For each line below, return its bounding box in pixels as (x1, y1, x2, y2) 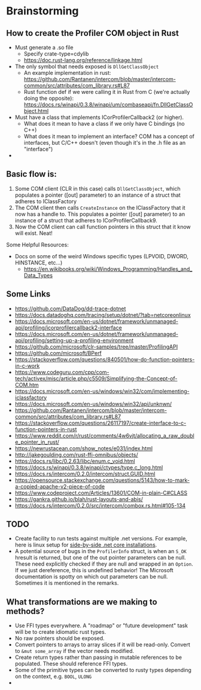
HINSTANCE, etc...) (14, 259, 63, 266)
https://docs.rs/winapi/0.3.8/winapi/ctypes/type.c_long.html (14, 463, 163, 471)
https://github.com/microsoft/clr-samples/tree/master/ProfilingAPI (14, 343, 178, 350)
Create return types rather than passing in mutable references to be (14, 654, 182, 661)
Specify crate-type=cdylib (23, 50, 89, 57)
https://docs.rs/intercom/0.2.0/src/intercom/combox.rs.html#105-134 (14, 502, 186, 509)
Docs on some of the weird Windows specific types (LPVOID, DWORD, (14, 252, 189, 259)
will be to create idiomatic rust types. (14, 628, 106, 636)
